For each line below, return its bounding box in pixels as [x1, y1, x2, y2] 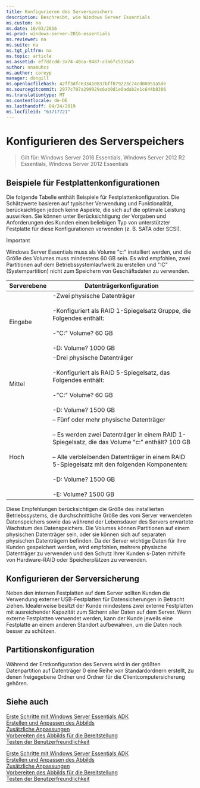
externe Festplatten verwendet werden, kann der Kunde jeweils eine [6, 614, 173, 621]
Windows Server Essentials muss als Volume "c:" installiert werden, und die [6, 248, 192, 256]
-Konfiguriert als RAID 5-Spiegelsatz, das [52, 368, 170, 377]
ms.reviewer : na [6, 36, 46, 42]
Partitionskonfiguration [6, 645, 95, 655]
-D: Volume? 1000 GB [52, 344, 115, 352]
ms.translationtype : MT [6, 92, 65, 98]
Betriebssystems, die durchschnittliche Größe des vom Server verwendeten [6, 512, 192, 519]
